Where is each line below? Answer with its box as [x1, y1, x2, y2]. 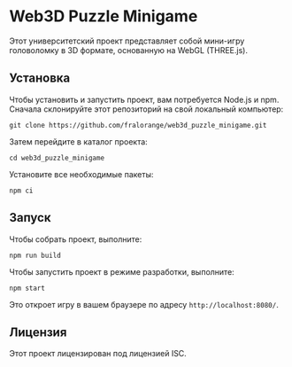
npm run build [9, 251, 62, 260]
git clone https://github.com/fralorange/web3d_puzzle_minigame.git [9, 121, 267, 129]
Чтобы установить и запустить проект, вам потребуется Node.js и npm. [9, 94, 280, 105]
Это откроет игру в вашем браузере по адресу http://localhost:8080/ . [9, 299, 279, 309]
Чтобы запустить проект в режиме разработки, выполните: [9, 266, 234, 277]
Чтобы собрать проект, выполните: [9, 233, 142, 245]
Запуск [9, 210, 51, 225]
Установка [9, 71, 71, 86]
